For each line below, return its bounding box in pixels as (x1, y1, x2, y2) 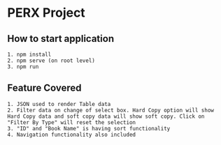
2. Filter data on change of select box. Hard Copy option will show (7, 107, 215, 114)
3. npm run (7, 63, 39, 70)
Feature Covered (7, 82, 82, 94)
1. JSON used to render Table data (7, 100, 111, 107)
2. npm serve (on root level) (7, 57, 96, 64)
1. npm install (7, 51, 52, 58)
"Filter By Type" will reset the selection (7, 119, 136, 126)
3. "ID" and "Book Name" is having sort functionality (7, 125, 171, 132)
